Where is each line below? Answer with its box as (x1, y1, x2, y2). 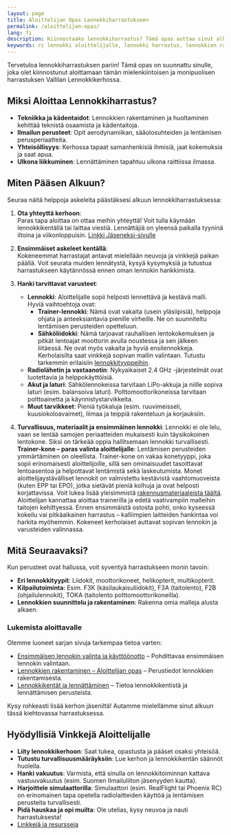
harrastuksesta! (16, 812, 62, 821)
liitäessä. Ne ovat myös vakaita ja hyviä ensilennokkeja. (37, 344, 195, 352)
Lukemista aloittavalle (7, 623, 82, 632)
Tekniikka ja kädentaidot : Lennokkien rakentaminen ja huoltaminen (16, 113, 208, 122)
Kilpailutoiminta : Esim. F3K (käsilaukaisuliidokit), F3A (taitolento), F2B (16, 583, 217, 592)
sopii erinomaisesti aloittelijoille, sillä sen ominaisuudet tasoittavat (16, 459, 203, 467)
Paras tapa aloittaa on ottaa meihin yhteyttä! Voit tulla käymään (16, 216, 196, 224)
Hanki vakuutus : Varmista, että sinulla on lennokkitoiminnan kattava (16, 769, 210, 777)
